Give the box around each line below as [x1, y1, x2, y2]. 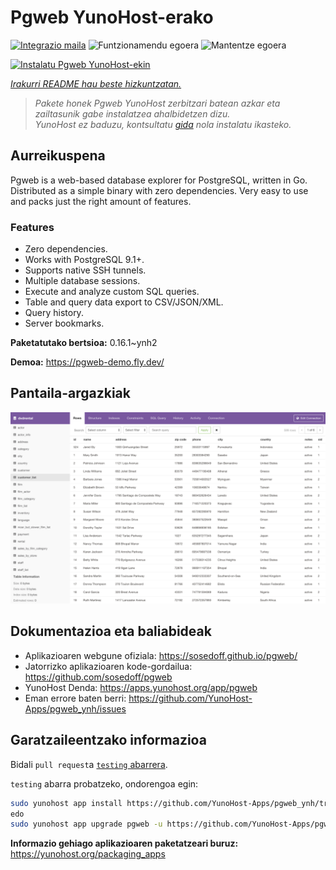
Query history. [24, 307, 84, 319]
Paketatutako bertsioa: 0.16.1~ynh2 [10, 337, 158, 349]
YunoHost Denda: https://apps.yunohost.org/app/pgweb [24, 681, 258, 693]
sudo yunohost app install [10, 798, 123, 808]
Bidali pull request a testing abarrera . [10, 758, 168, 770]
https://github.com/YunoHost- [128, 692, 253, 704]
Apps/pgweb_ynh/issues [24, 702, 127, 715]
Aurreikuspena [10, 147, 106, 165]
